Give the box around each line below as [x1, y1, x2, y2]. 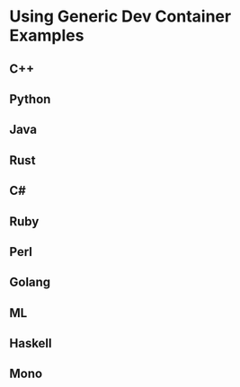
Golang [9, 275, 51, 290]
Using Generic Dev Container [9, 6, 232, 27]
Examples [9, 25, 84, 46]
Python [9, 92, 51, 107]
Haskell [9, 336, 52, 351]
